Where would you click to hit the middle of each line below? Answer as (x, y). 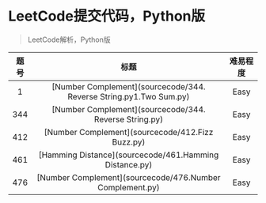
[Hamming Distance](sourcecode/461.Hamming (129, 155)
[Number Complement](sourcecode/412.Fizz (129, 132)
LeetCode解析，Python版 (69, 39)
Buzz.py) (129, 141)
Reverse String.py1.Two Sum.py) (129, 96)
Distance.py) (129, 164)
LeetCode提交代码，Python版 (107, 16)
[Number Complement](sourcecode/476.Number (129, 177)
